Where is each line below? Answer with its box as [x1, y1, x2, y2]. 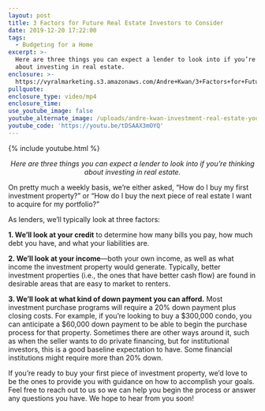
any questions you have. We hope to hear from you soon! [8, 393, 195, 403]
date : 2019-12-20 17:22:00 [8, 26, 97, 34]
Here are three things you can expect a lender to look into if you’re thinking [10, 159, 255, 168]
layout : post [8, 11, 51, 20]
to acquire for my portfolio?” [8, 199, 100, 209]
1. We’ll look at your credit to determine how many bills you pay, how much [8, 230, 253, 239]
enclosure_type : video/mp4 [8, 92, 97, 100]
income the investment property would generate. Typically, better [8, 262, 221, 271]
